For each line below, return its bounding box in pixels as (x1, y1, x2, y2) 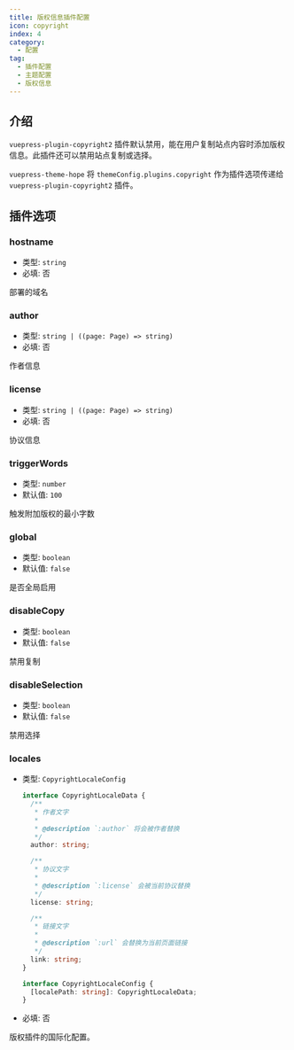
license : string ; (30, 898, 95, 906)
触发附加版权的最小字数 (9, 509, 95, 519)
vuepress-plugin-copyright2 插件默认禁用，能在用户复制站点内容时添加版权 (9, 139, 286, 150)
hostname (9, 236, 54, 248)
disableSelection (9, 679, 83, 691)
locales (9, 752, 42, 765)
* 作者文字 (34, 807, 69, 816)
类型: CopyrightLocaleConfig (21, 774, 127, 784)
